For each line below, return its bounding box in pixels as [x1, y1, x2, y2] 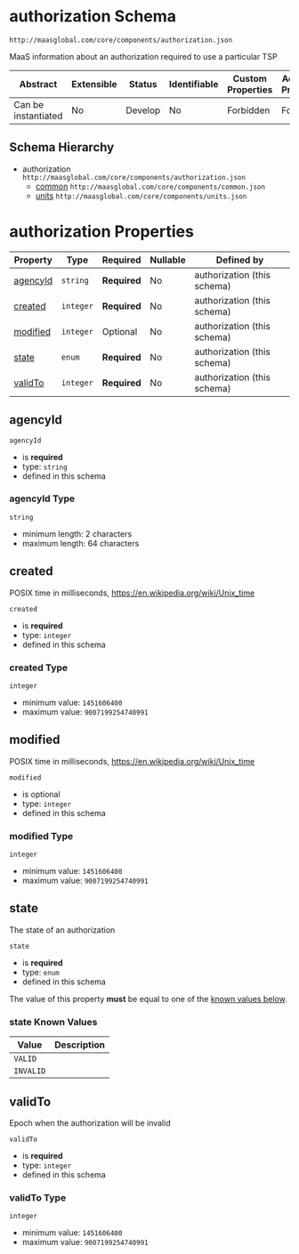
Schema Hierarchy [9, 140, 115, 155]
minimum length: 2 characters [21, 528, 133, 539]
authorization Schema [9, 6, 176, 27]
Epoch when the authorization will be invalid [9, 1117, 171, 1128]
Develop [125, 104, 161, 117]
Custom [232, 72, 267, 85]
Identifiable [168, 77, 219, 90]
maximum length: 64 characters [21, 538, 140, 548]
